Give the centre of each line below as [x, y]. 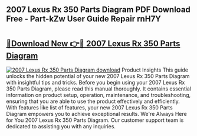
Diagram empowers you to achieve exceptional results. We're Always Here [96, 114]
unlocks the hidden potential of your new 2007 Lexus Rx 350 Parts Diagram [98, 76]
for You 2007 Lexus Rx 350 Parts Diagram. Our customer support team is [95, 120]
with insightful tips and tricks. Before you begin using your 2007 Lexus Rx [96, 82]
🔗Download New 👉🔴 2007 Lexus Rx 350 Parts [93, 43]
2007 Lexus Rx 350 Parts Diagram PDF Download [98, 10]
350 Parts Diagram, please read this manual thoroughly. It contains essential [99, 89]
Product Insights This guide [155, 70]
